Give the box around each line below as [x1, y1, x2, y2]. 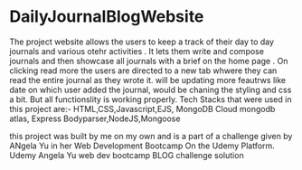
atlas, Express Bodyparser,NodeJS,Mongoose [9, 113, 181, 124]
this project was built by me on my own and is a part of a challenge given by [9, 130, 293, 141]
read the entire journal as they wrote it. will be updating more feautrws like [9, 74, 287, 85]
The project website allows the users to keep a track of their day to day [9, 36, 274, 47]
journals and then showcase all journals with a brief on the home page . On [9, 55, 288, 66]
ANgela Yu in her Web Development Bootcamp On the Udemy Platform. [9, 140, 276, 151]
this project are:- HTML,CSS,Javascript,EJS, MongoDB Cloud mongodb [9, 103, 276, 114]
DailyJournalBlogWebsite [9, 6, 204, 27]
